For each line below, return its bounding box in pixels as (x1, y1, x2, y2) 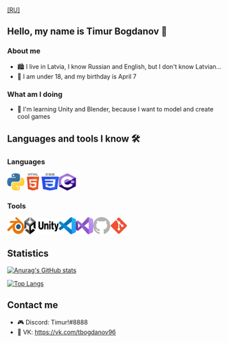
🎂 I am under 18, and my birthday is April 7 (16, 72, 137, 80)
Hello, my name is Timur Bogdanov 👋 (7, 25, 168, 37)
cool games (16, 112, 51, 120)
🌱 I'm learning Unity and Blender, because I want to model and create (16, 104, 214, 113)
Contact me (7, 299, 58, 311)
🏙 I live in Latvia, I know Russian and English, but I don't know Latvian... (16, 62, 222, 71)
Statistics (7, 247, 49, 260)
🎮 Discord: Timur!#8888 (16, 318, 88, 326)
